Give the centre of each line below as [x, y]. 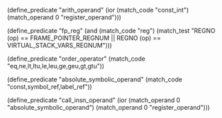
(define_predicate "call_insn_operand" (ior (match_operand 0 [94, 100]
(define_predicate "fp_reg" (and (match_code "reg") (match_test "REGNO [111, 31]
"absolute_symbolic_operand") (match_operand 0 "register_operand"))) [109, 107]
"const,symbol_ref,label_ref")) [50, 87]
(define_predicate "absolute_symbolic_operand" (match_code [95, 79]
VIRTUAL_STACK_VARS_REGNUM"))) [60, 45]
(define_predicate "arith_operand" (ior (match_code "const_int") [98, 10]
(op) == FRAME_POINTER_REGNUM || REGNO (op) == [84, 38]
